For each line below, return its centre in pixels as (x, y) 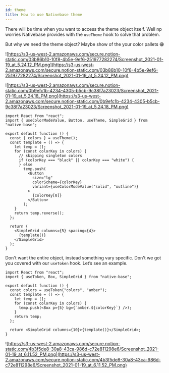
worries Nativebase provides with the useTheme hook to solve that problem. (83, 34)
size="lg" (42, 178)
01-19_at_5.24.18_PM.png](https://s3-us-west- (53, 96)
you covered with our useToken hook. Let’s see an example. (66, 263)
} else (25, 165)
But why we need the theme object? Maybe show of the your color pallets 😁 (85, 44)
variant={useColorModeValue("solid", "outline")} (85, 186)
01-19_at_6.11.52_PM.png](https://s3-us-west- (53, 354)
